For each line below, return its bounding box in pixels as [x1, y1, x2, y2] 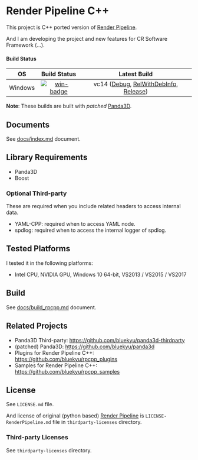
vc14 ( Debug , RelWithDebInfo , [93, 80, 179, 88]
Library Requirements [6, 153, 88, 163]
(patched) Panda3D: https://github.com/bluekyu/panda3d [14, 343, 155, 350]
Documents [6, 119, 50, 129]
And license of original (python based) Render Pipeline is [6, 412, 144, 419]
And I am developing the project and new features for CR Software [6, 35, 168, 42]
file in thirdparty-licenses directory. [52, 419, 143, 426]
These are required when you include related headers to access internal [6, 203, 181, 210]
